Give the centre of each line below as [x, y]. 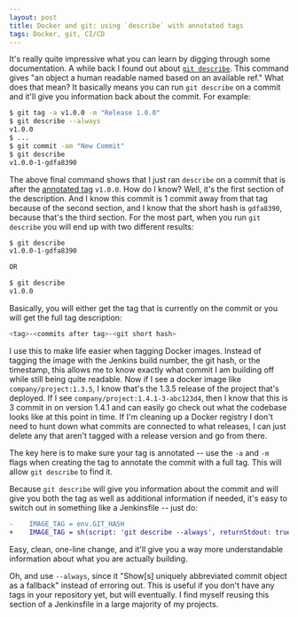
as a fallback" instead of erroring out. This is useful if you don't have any [142, 585]
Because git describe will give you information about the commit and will [144, 489]
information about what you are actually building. [98, 559]
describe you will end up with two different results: [102, 226]
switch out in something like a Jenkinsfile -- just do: [103, 507]
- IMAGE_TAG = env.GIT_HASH [67, 524]
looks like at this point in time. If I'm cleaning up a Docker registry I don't [141, 417]
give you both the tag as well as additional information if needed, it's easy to [149, 498]
